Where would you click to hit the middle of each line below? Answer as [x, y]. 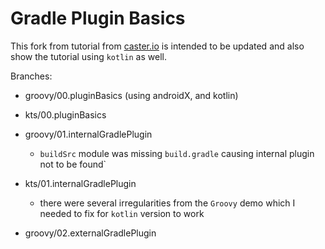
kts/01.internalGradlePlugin [80, 183]
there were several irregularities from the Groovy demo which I [167, 203]
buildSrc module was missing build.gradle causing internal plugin [177, 153]
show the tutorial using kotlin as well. [88, 56]
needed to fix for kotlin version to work [122, 213]
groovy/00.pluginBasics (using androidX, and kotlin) [131, 95]
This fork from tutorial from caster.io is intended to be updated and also [157, 46]
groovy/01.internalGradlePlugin [88, 134]
